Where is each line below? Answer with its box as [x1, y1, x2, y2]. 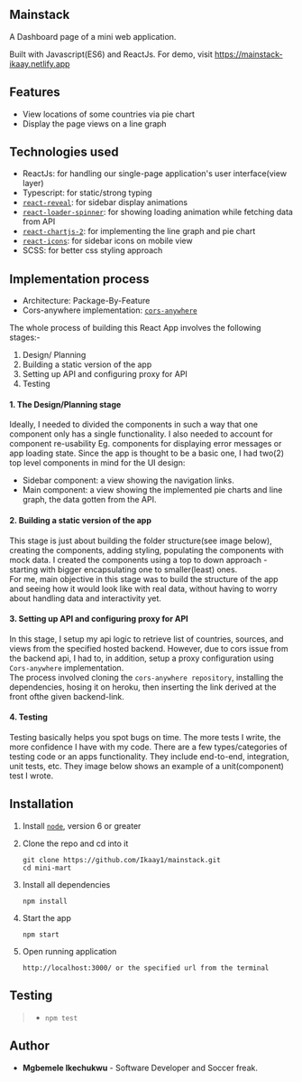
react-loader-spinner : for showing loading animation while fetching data [22, 207, 293, 218]
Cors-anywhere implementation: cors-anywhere [22, 305, 198, 315]
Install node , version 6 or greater [22, 820, 142, 831]
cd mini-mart [22, 863, 72, 872]
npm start [22, 930, 60, 939]
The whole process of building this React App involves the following [9, 323, 261, 334]
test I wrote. [9, 770, 54, 781]
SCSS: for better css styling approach [22, 245, 163, 256]
